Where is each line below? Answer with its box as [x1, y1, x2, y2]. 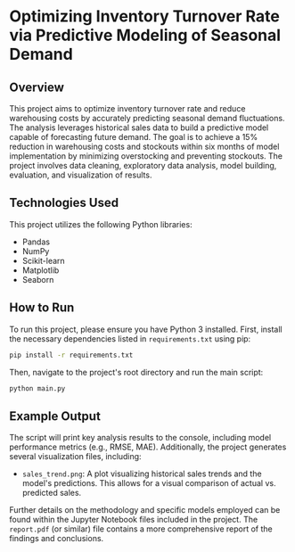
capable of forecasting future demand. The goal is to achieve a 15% [9, 132, 258, 142]
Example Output [9, 408, 101, 424]
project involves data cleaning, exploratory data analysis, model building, [9, 161, 277, 170]
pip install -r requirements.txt [9, 350, 134, 359]
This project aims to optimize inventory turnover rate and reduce [9, 103, 246, 113]
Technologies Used [9, 195, 119, 210]
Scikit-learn [21, 255, 65, 266]
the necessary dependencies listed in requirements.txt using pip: [9, 333, 251, 344]
